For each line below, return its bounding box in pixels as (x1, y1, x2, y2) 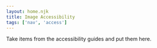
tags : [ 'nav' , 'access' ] (6, 19, 67, 25)
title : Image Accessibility (6, 14, 76, 20)
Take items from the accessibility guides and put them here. (6, 36, 152, 43)
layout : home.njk (6, 8, 49, 15)
